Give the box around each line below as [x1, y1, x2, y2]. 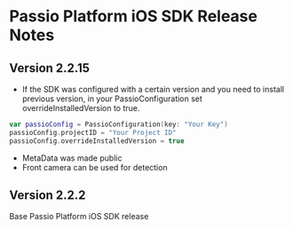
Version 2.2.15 [9, 60, 91, 75]
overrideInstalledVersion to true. [21, 103, 140, 113]
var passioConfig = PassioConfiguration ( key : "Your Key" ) [9, 120, 228, 129]
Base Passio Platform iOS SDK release [9, 211, 149, 222]
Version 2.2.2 [9, 188, 86, 203]
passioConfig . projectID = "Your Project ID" [9, 128, 177, 137]
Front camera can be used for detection [21, 162, 168, 172]
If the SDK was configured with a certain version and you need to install [21, 84, 285, 94]
